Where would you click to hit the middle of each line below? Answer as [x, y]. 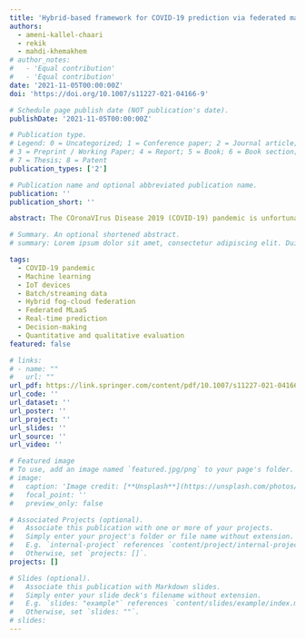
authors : [26, 26]
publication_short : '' [52, 202]
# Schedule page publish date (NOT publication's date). [119, 110]
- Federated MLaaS [53, 310]
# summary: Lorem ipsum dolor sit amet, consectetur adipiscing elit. [146, 243]
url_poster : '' [38, 411]
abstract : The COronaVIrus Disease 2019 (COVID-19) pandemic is [133, 219]
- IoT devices [44, 285]
